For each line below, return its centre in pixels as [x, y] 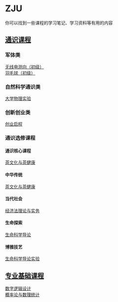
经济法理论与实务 [22, 211]
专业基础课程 [25, 276]
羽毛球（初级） [20, 73]
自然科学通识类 [23, 87]
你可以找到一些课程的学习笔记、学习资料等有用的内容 [59, 23]
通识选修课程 [20, 138]
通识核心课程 [18, 151]
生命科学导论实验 [22, 259]
